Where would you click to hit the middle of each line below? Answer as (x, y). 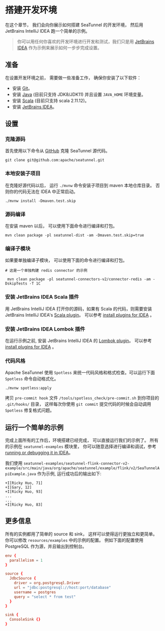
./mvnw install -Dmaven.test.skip (41, 201)
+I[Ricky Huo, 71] (24, 483)
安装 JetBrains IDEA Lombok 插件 (45, 329)
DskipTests (16, 284)
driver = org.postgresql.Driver (47, 583)
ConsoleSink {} (25, 620)
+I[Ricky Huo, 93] (24, 492)
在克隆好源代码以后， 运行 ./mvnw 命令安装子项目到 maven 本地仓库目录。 (80, 185)
